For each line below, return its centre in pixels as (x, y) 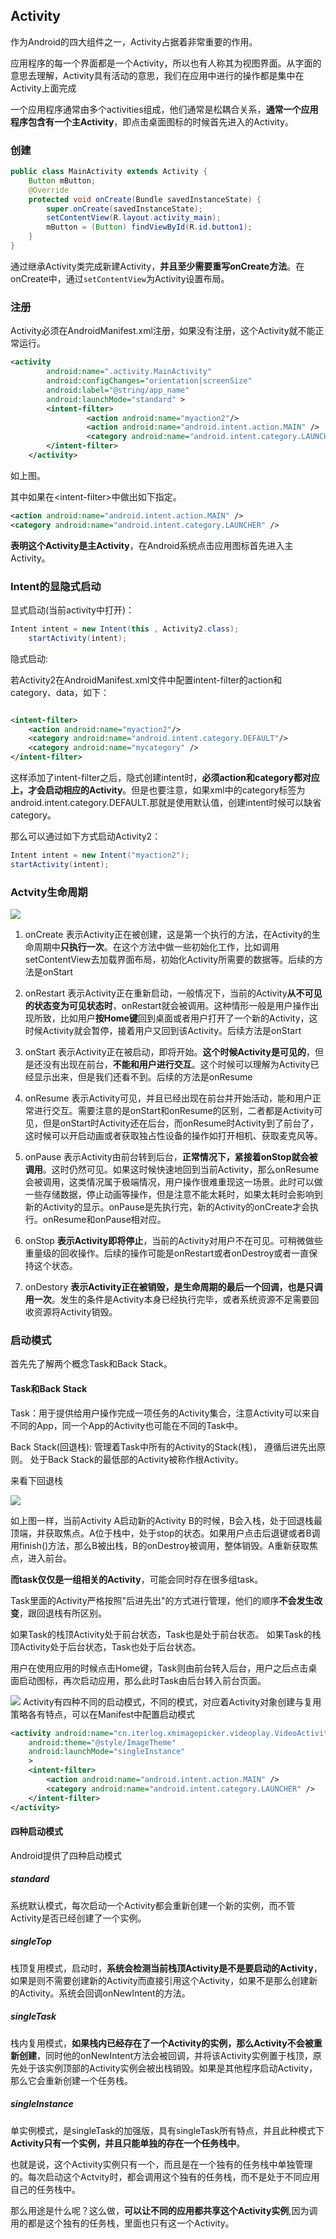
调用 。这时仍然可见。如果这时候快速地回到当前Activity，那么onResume (172, 1170)
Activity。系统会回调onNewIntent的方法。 (104, 1993)
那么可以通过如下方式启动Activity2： (86, 836)
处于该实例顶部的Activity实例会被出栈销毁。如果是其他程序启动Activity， (168, 2068)
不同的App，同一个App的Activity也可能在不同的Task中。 (127, 1425)
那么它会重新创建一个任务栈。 (71, 2080)
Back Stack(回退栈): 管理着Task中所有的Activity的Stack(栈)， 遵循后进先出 (163, 1446)
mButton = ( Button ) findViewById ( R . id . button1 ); (149, 227)
